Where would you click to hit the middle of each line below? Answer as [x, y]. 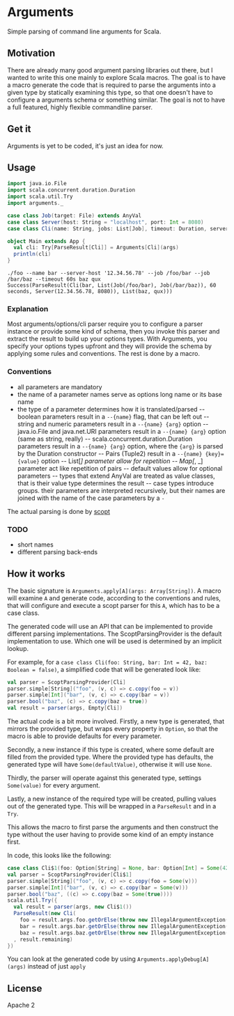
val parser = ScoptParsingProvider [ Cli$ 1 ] [70, 875]
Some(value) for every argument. [54, 786]
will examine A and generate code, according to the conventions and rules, [114, 598]
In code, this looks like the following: [59, 855]
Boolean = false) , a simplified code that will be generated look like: [104, 669]
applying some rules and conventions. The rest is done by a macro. [104, 354]
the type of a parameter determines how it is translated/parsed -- [111, 409]
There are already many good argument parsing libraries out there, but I [110, 70]
